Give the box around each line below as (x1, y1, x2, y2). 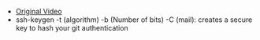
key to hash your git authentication (15, 24, 128, 32)
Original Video (15, 7, 62, 16)
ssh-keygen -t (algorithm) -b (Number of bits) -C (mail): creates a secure (15, 15, 253, 24)
